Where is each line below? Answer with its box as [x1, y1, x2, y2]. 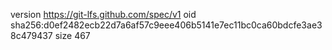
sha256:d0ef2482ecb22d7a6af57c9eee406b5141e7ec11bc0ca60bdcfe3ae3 [10, 19, 323, 31]
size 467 [54, 30, 91, 41]
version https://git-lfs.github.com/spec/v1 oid [10, 9, 197, 20]
